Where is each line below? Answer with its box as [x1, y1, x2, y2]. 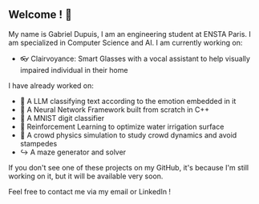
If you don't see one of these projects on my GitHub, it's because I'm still [8, 162, 249, 172]
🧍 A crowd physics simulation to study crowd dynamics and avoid [19, 130, 237, 140]
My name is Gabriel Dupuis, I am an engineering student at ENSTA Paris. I [8, 29, 251, 38]
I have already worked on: [8, 81, 95, 90]
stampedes [19, 138, 58, 148]
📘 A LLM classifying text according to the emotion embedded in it [19, 96, 237, 106]
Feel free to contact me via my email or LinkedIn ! [8, 186, 171, 196]
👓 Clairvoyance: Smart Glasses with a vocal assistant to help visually [19, 54, 251, 63]
